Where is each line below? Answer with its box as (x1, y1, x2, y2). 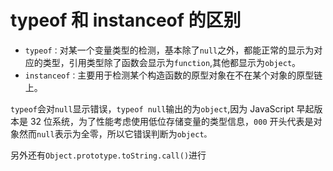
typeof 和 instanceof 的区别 (10, 9, 242, 32)
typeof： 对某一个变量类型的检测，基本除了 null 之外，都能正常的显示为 (24, 44, 315, 56)
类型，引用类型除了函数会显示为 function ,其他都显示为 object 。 (42, 56, 302, 68)
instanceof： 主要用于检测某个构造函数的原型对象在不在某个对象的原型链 (24, 69, 323, 81)
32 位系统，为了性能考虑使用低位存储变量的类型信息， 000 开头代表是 (29, 115, 314, 127)
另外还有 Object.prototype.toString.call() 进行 (10, 149, 207, 161)
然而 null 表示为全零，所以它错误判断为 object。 (18, 127, 212, 140)
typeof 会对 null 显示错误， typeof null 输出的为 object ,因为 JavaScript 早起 (10, 102, 315, 115)
